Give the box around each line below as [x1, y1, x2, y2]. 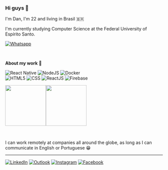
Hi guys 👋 [5, 4, 29, 11]
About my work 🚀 [5, 60, 42, 66]
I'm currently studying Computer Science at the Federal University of [5, 26, 147, 32]
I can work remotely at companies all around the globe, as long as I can [5, 139, 152, 145]
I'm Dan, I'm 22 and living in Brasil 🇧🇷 [5, 16, 84, 22]
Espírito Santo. [5, 31, 35, 37]
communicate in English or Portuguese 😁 [5, 145, 91, 151]
